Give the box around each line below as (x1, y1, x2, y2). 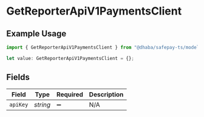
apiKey (9, 101, 29, 108)
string (34, 100, 51, 109)
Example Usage (6, 28, 67, 39)
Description (89, 90, 124, 98)
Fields (6, 72, 30, 82)
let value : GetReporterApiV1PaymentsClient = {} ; (6, 55, 135, 61)
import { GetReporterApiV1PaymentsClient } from (6, 44, 132, 50)
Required (56, 90, 84, 98)
